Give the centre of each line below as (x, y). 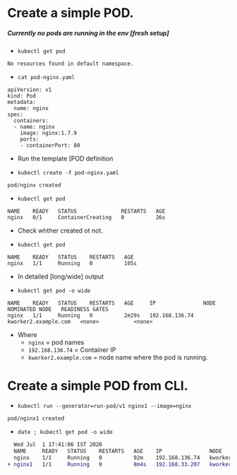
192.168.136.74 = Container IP (72, 350)
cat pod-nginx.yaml (46, 78)
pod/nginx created (34, 185)
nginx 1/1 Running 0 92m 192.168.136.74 (107, 457)
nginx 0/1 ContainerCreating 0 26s (86, 218)
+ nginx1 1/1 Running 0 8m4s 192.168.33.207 (104, 464)
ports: (30, 139)
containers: (31, 121)
